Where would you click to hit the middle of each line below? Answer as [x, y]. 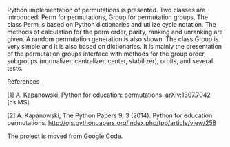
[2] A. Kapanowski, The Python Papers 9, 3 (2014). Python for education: [111, 115]
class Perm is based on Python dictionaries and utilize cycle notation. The [112, 24]
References [23, 81]
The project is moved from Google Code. [65, 136]
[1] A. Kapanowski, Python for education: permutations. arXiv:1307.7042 [109, 95]
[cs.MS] [18, 102]
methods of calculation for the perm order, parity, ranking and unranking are [115, 32]
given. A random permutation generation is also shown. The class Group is [113, 39]
